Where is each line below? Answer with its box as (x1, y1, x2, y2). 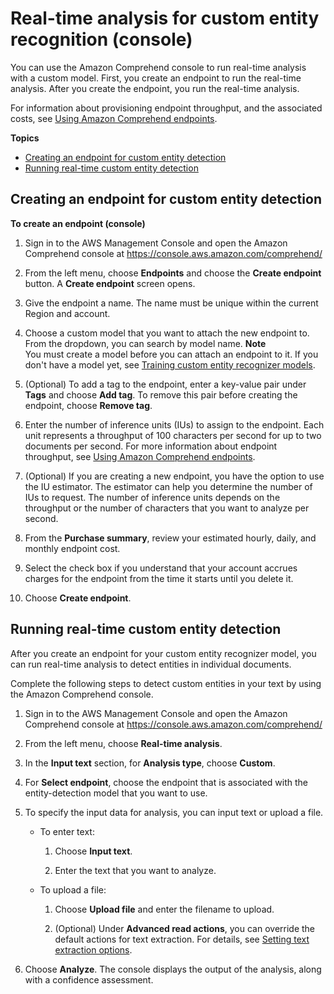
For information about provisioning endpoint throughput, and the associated (10, 102, 323, 114)
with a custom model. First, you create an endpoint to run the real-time (10, 72, 302, 84)
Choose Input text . (54, 845, 133, 857)
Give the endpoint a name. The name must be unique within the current (24, 297, 319, 309)
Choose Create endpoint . (24, 592, 132, 604)
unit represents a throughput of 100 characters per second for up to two (24, 429, 322, 441)
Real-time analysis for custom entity (10, 7, 320, 30)
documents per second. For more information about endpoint (24, 440, 278, 452)
